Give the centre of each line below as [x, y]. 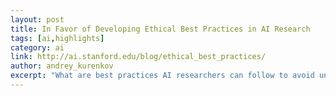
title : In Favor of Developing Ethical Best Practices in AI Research [160, 29]
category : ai [37, 47]
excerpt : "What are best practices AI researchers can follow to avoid [162, 76]
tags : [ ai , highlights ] [57, 38]
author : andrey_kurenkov [62, 66]
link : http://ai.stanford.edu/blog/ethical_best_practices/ [138, 57]
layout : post [37, 19]
